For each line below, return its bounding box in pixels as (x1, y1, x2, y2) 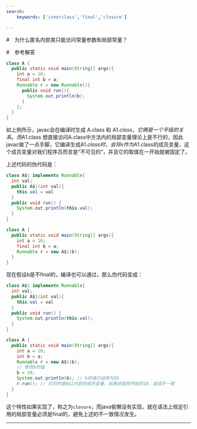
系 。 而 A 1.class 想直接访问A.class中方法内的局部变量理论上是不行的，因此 (6, 133, 184, 141)
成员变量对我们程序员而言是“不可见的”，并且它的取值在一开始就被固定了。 (11, 148, 191, 156)
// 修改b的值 (16, 364, 45, 370)
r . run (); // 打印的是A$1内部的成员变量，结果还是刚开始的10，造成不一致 (16, 381, 175, 387)
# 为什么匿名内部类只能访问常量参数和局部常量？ (6, 36, 128, 43)
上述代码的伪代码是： (6, 161, 57, 168)
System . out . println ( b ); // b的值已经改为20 (16, 376, 119, 381)
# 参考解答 (6, 48, 35, 56)
